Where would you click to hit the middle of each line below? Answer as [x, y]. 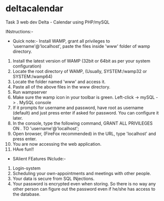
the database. [26, 194]
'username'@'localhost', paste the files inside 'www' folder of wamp [81, 46]
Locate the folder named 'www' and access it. [59, 82]
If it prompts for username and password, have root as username [78, 108]
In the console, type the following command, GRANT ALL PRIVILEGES [82, 123]
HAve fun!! [23, 149]
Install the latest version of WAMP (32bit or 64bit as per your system [81, 61]
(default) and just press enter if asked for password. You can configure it [86, 112]
